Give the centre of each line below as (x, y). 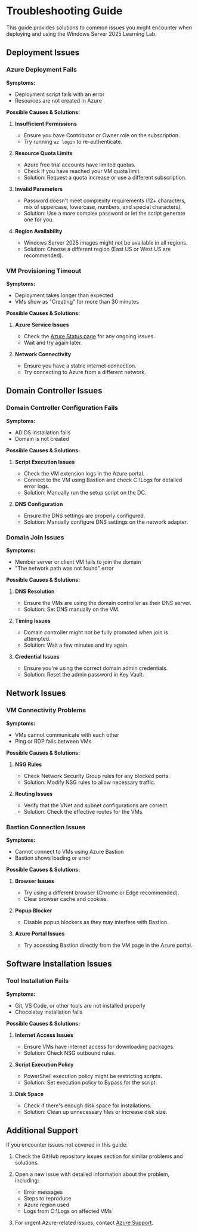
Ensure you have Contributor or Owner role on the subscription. (102, 135)
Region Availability (38, 231)
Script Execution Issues (45, 462)
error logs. (36, 486)
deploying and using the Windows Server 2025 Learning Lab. (81, 33)
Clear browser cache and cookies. (66, 898)
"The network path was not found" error (64, 568)
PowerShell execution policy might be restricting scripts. (93, 1076)
